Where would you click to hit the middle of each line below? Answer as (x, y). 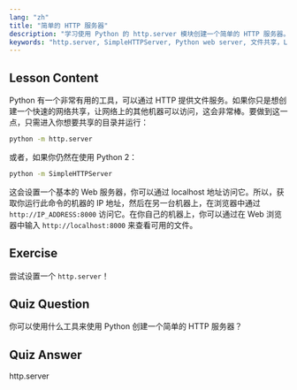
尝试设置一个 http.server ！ (59, 276)
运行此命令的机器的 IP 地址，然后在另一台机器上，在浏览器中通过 (142, 203)
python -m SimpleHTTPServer (61, 173)
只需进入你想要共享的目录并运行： (86, 122)
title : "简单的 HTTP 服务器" (59, 26)
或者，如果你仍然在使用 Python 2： (73, 157)
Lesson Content (54, 77)
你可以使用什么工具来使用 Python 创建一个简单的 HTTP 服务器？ (126, 326)
